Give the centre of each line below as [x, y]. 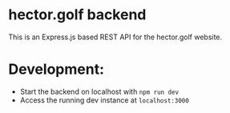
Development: [56, 69]
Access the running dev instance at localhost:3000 [105, 100]
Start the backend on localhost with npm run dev [99, 91]
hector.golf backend [77, 15]
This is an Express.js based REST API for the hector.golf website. [115, 37]
